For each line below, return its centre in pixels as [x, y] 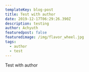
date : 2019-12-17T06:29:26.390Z [38, 19]
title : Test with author [30, 14]
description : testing [27, 23]
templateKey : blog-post [29, 10]
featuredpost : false [26, 33]
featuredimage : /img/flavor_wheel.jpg [44, 37]
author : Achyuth [22, 28]
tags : [11, 42]
